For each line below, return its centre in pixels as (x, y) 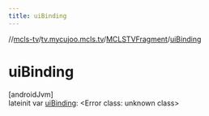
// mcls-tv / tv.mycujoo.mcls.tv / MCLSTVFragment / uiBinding (105, 39)
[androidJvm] (31, 94)
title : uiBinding (38, 16)
